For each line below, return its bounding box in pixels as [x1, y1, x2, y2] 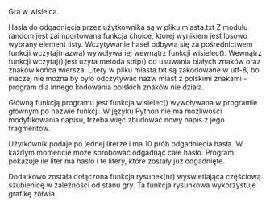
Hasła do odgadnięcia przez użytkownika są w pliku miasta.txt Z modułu [8, 23, 248, 31]
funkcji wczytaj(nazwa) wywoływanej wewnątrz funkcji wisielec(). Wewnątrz [8, 48, 262, 57]
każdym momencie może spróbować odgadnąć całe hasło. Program [8, 148, 235, 157]
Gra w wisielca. [8, 7, 60, 16]
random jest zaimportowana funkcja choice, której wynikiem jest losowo [8, 31, 248, 40]
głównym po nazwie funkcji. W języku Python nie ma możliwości [8, 106, 222, 116]
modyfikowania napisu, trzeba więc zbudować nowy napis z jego [8, 115, 225, 124]
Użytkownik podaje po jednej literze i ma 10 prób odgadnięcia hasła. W [8, 139, 243, 148]
